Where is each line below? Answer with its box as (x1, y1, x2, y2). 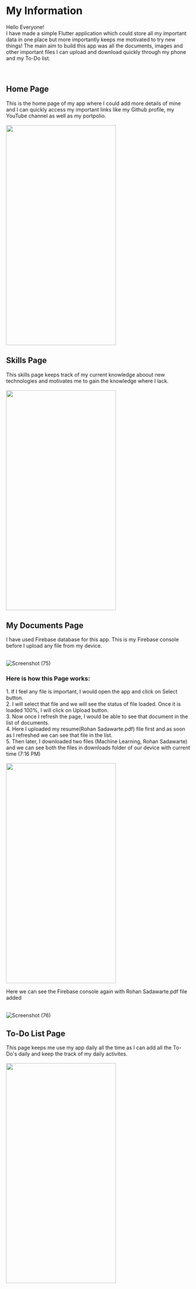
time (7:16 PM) (6, 750, 41, 757)
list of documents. (6, 719, 50, 726)
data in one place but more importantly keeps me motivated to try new (6, 36, 176, 43)
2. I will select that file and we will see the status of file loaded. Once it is (6, 700, 181, 708)
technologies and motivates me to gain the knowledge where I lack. (6, 377, 169, 384)
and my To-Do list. (6, 55, 51, 62)
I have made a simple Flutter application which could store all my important (6, 29, 187, 36)
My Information (6, 4, 83, 18)
